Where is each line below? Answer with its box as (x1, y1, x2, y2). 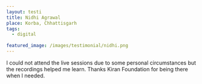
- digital (11, 31, 36, 37)
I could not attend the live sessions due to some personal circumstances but (6, 59, 197, 66)
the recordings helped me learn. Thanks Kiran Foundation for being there (6, 65, 189, 73)
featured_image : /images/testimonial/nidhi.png (6, 43, 129, 49)
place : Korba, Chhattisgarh (6, 20, 77, 26)
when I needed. (6, 72, 45, 79)
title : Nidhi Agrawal (6, 15, 61, 21)
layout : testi (6, 8, 42, 15)
